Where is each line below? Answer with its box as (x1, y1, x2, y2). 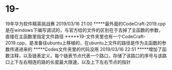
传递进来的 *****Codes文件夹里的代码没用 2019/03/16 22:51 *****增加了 (9, 46, 162, 52)
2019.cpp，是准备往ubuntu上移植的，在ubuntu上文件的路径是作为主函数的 (5, 39, 162, 46)
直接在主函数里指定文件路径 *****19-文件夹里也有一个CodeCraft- (5, 33, 146, 39)
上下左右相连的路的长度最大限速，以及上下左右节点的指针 (9, 59, 131, 65)
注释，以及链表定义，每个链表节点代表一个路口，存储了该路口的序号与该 (9, 52, 162, 59)
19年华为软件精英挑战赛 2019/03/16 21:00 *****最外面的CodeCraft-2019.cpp (5, 20, 166, 27)
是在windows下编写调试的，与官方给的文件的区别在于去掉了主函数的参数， (5, 27, 163, 33)
